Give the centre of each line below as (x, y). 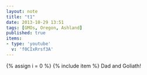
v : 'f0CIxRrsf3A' (33, 49)
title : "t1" (20, 17)
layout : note (22, 11)
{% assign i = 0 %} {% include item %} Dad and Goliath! (74, 66)
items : (14, 38)
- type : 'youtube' (28, 44)
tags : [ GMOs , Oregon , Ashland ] (44, 28)
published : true (26, 33)
